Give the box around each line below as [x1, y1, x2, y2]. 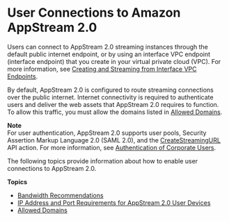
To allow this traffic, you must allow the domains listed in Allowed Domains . [7, 108, 223, 116]
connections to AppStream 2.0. [7, 164, 97, 172]
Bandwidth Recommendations [17, 191, 104, 199]
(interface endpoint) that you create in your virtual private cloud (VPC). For [7, 57, 221, 65]
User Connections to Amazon [7, 5, 181, 21]
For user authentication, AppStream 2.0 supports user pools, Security [7, 129, 207, 137]
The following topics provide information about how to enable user [7, 156, 198, 165]
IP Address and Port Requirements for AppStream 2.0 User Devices [17, 198, 211, 206]
